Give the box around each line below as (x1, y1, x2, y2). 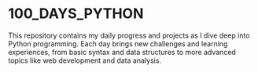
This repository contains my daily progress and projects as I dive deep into (8, 31, 250, 40)
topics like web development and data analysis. (8, 56, 162, 65)
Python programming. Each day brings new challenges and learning (8, 38, 228, 48)
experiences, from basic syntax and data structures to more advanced (8, 47, 236, 57)
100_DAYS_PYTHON (8, 5, 144, 23)
